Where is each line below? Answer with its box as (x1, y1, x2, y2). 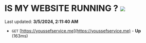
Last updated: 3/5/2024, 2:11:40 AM (4, 19, 79, 24)
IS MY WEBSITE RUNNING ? (4, 3, 119, 14)
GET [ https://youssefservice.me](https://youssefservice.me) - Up (11, 28, 141, 33)
